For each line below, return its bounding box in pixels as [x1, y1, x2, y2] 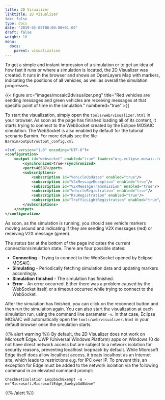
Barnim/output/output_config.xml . [5, 138, 75, 144]
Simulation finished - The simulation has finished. [12, 275, 114, 281]
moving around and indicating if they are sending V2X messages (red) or [5, 225, 152, 231]
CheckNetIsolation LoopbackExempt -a [5, 377, 82, 382]
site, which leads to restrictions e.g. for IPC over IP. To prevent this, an [5, 357, 147, 363]
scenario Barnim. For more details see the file [5, 133, 97, 139]
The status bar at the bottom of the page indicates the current [5, 240, 131, 246]
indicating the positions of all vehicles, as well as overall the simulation [5, 77, 148, 83]
